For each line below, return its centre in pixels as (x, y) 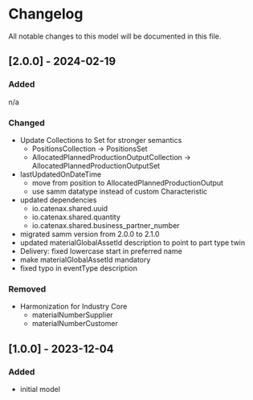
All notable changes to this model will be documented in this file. (115, 36)
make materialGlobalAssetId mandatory (85, 259)
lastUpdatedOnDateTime (61, 174)
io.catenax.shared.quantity (76, 217)
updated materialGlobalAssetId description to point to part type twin (133, 243)
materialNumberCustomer (75, 324)
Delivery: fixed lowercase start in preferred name (101, 251)
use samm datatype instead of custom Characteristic (120, 191)
